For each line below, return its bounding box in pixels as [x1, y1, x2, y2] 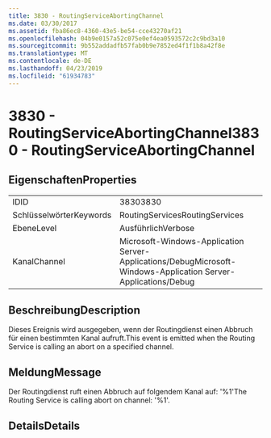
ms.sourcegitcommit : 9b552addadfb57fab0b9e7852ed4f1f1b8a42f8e [8, 42, 226, 50]
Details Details [8, 419, 81, 432]
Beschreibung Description [8, 304, 141, 318]
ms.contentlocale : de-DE [8, 57, 92, 65]
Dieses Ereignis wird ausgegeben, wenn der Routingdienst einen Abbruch [8, 325, 253, 335]
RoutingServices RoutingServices [119, 209, 244, 221]
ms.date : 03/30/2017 [8, 19, 78, 27]
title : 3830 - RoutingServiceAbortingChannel [8, 11, 164, 20]
